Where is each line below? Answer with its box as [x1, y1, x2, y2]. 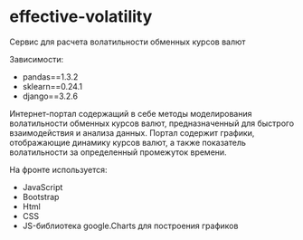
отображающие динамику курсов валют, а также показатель [9, 137, 247, 148]
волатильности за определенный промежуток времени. [9, 147, 228, 158]
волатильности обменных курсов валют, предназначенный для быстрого [9, 118, 295, 129]
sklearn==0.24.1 [22, 81, 83, 91]
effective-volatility [9, 6, 153, 27]
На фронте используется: [9, 164, 108, 175]
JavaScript [22, 181, 63, 192]
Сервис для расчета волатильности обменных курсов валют [9, 36, 246, 47]
